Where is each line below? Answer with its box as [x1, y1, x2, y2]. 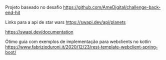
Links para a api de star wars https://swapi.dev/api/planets [5, 19, 126, 25]
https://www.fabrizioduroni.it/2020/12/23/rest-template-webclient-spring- [5, 44, 158, 49]
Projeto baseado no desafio [5, 4, 62, 10]
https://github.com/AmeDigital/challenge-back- [63, 4, 161, 10]
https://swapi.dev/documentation [5, 29, 73, 34]
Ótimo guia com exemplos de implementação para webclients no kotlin [5, 38, 151, 44]
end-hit [5, 9, 20, 15]
